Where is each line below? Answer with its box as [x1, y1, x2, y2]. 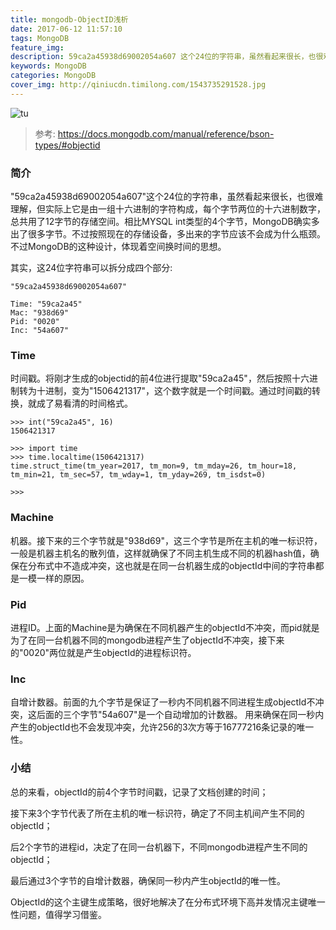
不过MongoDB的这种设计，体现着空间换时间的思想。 [10, 241, 227, 253]
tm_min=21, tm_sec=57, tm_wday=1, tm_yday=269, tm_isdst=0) [10, 470, 267, 480]
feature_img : [10, 42, 65, 53]
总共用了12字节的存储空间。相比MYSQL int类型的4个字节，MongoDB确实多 [10, 216, 320, 228]
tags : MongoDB [10, 33, 70, 43]
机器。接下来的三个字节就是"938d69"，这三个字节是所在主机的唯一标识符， [10, 534, 323, 546]
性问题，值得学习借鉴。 [10, 908, 107, 920]
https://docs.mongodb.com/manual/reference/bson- [57, 127, 275, 140]
